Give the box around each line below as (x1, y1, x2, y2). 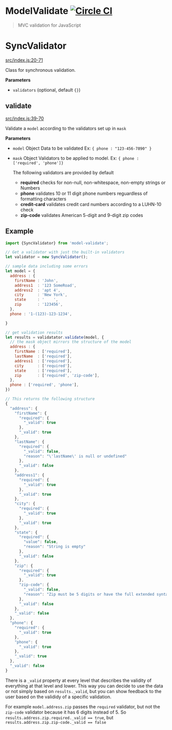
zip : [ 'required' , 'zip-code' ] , (14, 373, 100, 378)
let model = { (5, 269, 36, 274)
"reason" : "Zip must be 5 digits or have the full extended (24, 592, 155, 597)
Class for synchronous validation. (5, 67, 76, 73)
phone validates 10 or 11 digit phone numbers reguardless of (20, 190, 148, 196)
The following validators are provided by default (12, 169, 114, 175)
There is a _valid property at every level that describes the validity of (5, 677, 152, 683)
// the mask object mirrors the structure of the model (10, 339, 132, 344)
